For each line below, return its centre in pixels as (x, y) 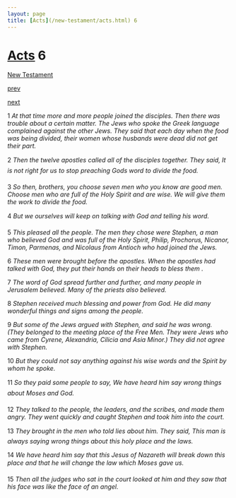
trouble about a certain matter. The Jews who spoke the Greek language (113, 124)
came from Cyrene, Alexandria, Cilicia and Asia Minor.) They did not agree (116, 340)
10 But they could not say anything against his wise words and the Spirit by (117, 361)
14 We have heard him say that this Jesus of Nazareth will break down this (116, 455)
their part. (22, 146)
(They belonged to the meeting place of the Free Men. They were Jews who (118, 332)
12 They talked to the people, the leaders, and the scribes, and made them (116, 410)
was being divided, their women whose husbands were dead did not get (112, 138)
